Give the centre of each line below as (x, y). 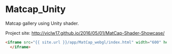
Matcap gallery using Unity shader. (42, 23)
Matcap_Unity (36, 9)
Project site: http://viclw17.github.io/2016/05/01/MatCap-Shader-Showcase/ (85, 33)
